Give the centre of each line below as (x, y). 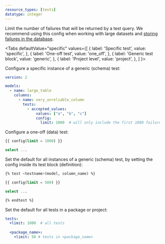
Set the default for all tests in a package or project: (56, 210)
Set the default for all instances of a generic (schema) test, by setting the (79, 159)
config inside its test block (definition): (44, 165)
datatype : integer (24, 14)
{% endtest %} (20, 200)
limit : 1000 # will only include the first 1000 (92, 123)
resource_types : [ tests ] (30, 10)
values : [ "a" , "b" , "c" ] (61, 114)
